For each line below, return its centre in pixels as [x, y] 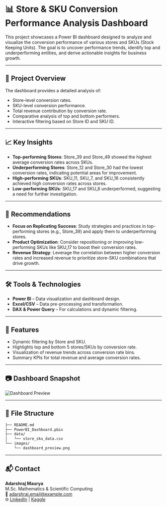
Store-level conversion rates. [42, 100]
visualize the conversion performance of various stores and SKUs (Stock [80, 42]
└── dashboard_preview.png [42, 448]
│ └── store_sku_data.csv [34, 439]
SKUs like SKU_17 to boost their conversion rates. [87, 247]
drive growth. [26, 263]
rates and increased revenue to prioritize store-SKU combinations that [84, 258]
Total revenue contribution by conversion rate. [60, 111]
